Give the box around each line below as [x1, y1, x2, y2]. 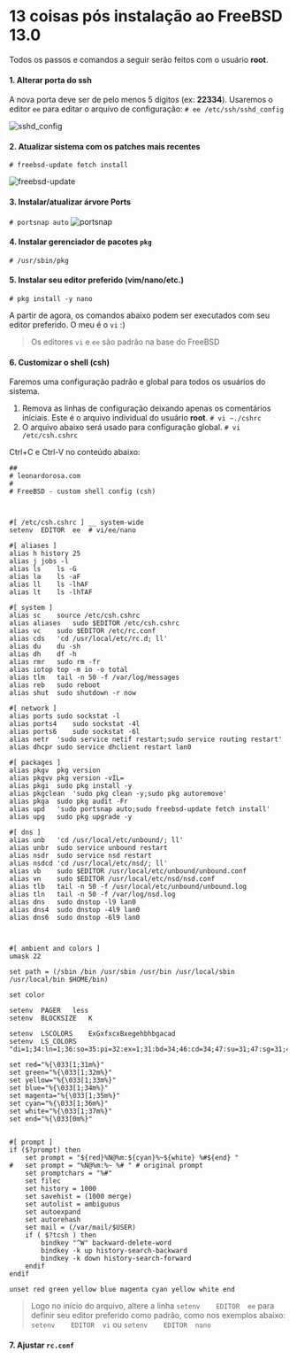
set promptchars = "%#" [25, 1169, 113, 1178]
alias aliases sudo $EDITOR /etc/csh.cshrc [9, 619, 179, 628]
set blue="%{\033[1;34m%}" [9, 1084, 109, 1093]
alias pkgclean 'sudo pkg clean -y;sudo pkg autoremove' [9, 790, 227, 799]
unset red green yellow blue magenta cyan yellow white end [9, 1286, 236, 1294]
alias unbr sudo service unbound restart [9, 844, 168, 853]
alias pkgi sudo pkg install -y [9, 782, 133, 791]
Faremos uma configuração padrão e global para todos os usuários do [9, 376, 266, 387]
